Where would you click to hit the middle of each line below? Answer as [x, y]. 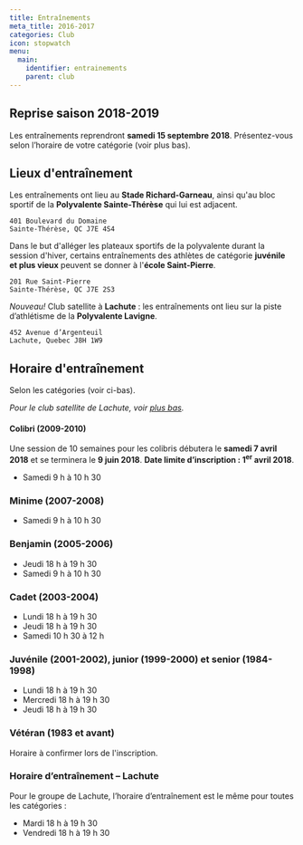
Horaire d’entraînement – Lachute [85, 776]
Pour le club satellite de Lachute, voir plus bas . [97, 408]
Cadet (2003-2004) [54, 597]
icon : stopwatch [40, 43]
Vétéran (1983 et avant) [62, 733]
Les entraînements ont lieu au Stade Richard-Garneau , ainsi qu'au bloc [142, 195]
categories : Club [42, 34]
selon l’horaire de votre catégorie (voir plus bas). [100, 145]
